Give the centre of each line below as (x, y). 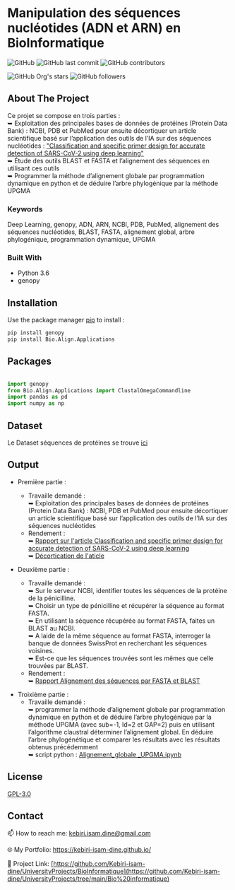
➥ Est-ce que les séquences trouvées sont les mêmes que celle (121, 658)
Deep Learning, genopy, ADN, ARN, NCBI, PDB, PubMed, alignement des (113, 225)
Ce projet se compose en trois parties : (64, 115)
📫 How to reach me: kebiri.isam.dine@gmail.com (79, 833)
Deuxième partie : (43, 569)
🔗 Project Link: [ (30, 864)
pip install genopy (36, 333)
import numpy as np (36, 404)
